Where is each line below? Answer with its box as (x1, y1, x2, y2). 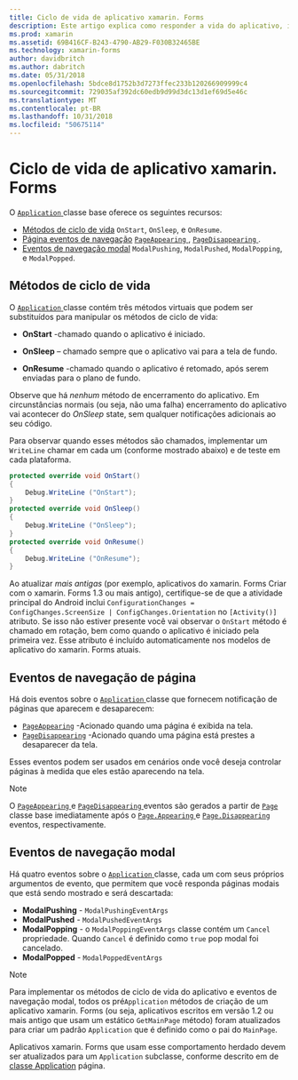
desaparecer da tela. (21, 740, 98, 750)
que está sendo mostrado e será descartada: (9, 887, 174, 898)
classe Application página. (9, 1060, 106, 1071)
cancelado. (21, 942, 64, 953)
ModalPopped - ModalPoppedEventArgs (21, 952, 163, 963)
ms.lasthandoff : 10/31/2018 (9, 112, 114, 121)
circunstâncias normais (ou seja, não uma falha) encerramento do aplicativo (9, 399, 287, 410)
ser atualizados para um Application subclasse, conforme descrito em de (9, 1051, 279, 1061)
